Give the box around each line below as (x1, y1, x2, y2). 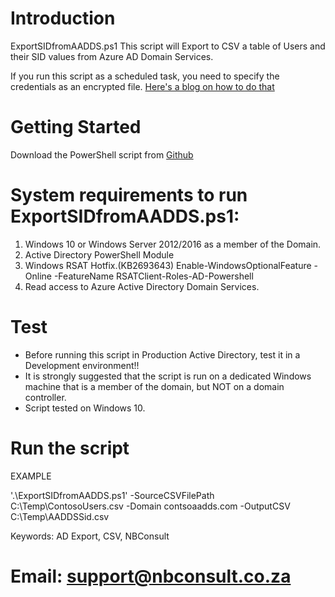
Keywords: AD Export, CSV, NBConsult (10, 530, 170, 542)
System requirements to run (10, 184, 248, 207)
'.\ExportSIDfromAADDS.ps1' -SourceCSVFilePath (10, 489, 215, 501)
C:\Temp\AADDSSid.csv (10, 510, 110, 522)
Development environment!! (24, 359, 140, 371)
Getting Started (10, 116, 142, 139)
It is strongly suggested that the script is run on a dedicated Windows (24, 370, 312, 382)
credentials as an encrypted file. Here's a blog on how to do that (10, 80, 275, 92)
